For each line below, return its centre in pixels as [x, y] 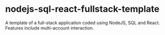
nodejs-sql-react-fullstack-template [82, 9]
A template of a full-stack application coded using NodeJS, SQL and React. [82, 23]
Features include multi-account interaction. [49, 28]
